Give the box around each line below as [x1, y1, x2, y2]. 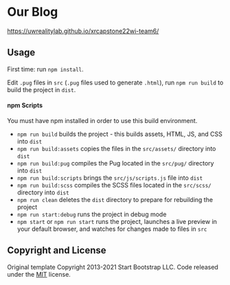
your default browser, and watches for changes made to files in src [16, 225, 207, 233]
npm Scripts [7, 101, 43, 110]
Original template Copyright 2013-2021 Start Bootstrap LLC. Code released [7, 262, 218, 271]
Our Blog [7, 4, 58, 20]
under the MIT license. [7, 270, 71, 278]
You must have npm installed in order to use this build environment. [7, 116, 198, 124]
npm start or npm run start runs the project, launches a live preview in [16, 217, 218, 225]
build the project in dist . [7, 85, 76, 93]
